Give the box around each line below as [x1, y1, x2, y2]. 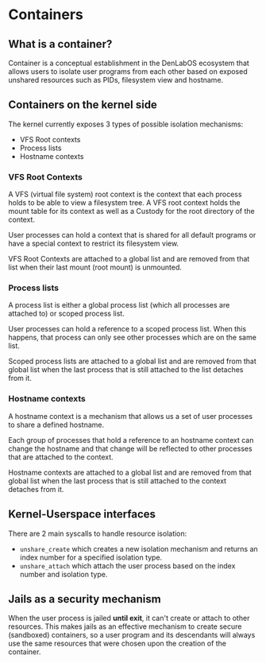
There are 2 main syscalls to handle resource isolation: [8, 529, 187, 538]
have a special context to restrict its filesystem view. [8, 238, 179, 248]
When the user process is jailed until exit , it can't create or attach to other [8, 614, 250, 623]
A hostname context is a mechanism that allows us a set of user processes [8, 411, 253, 421]
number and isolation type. [19, 569, 108, 579]
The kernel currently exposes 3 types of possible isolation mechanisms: [8, 119, 244, 129]
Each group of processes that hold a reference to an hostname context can [8, 435, 254, 444]
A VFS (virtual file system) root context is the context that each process [8, 189, 242, 200]
